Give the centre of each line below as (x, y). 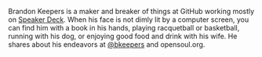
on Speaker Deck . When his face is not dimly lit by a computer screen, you (129, 20)
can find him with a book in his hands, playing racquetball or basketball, (124, 28)
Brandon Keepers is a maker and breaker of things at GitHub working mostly (131, 11)
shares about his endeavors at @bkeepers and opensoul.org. (107, 45)
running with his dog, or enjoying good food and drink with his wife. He (123, 36)
